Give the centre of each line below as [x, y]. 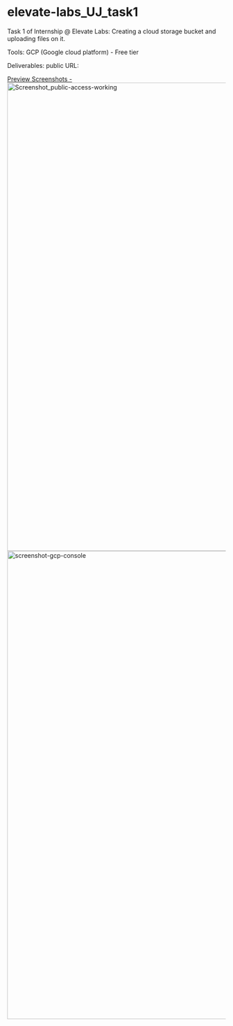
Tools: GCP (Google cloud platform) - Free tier [73, 52]
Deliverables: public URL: [43, 65]
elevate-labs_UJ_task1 [73, 12]
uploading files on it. [36, 38]
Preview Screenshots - [40, 79]
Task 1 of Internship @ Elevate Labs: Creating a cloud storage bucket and [112, 31]
